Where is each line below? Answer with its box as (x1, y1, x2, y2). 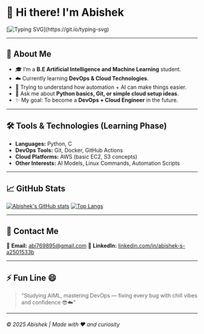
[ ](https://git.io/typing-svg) (6, 26, 109, 33)
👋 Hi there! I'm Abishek (6, 5, 124, 19)
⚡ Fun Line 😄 (6, 273, 56, 283)
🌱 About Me (6, 49, 52, 60)
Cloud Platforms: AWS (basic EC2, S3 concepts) (15, 153, 138, 160)
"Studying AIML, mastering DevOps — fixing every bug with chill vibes (21, 292, 198, 299)
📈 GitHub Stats (6, 183, 66, 193)
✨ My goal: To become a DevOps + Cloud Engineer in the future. (15, 96, 178, 103)
